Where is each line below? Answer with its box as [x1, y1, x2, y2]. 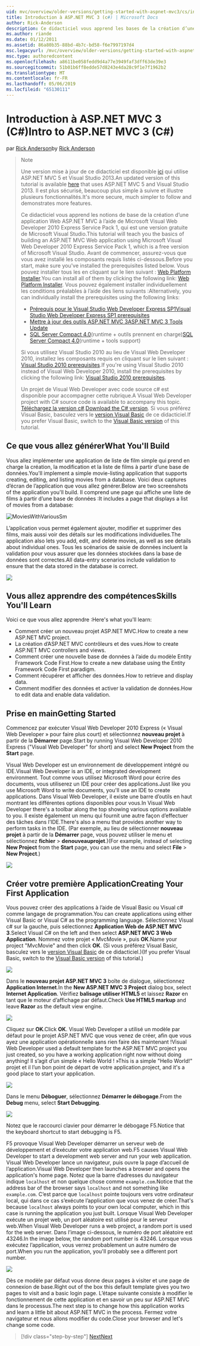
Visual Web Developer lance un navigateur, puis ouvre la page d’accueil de [6, 1159, 189, 1166]
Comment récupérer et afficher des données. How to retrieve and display [14, 672, 193, 679]
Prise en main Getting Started [6, 709, 116, 719]
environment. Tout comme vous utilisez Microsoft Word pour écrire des [6, 774, 181, 781]
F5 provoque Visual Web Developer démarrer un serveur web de [6, 1140, 165, 1147]
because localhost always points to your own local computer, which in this [6, 1203, 190, 1210]
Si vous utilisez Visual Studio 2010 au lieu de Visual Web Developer [20, 348, 186, 355]
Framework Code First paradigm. [14, 666, 96, 673]
